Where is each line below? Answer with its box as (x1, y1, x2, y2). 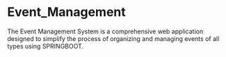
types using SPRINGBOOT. (7, 42, 84, 50)
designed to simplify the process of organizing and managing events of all (7, 34, 220, 42)
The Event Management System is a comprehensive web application (7, 27, 204, 35)
